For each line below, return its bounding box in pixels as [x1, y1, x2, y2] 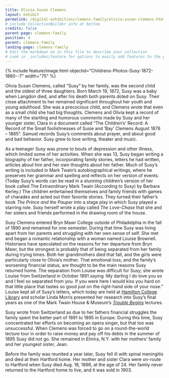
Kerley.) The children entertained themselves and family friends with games [5, 189, 162, 195]
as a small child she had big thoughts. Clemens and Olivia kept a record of [5, 109, 159, 115]
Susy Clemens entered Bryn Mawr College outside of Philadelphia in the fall [5, 219, 162, 226]
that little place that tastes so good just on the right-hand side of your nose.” [5, 284, 163, 290]
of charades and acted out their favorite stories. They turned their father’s [5, 194, 158, 200]
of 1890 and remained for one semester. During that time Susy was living [5, 225, 156, 231]
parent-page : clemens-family [5, 31, 66, 36]
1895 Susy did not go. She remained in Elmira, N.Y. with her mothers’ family [5, 336, 161, 342]
